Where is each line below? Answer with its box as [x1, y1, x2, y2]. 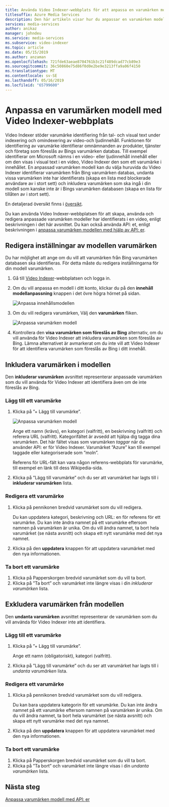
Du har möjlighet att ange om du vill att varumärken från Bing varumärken [5, 255, 157, 261]
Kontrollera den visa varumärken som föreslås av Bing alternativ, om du [12, 330, 163, 336]
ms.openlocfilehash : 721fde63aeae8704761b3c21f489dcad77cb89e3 [5, 59, 141, 64]
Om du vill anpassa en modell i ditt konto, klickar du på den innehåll [12, 285, 153, 291]
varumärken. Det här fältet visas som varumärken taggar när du [12, 439, 145, 445]
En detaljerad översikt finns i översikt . [5, 201, 83, 207]
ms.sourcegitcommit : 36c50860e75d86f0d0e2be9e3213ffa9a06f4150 [5, 64, 141, 69]
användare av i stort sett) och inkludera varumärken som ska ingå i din [5, 180, 151, 186]
